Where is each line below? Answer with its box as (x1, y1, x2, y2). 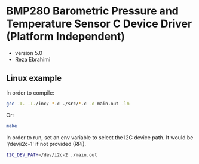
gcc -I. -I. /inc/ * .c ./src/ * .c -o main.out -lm (6, 101, 130, 107)
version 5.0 (14, 49, 43, 56)
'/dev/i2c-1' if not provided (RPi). (6, 140, 87, 147)
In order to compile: (6, 89, 55, 96)
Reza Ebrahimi (14, 56, 51, 63)
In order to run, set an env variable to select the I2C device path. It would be (6, 133, 194, 141)
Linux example (6, 73, 62, 83)
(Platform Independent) (6, 30, 125, 43)
